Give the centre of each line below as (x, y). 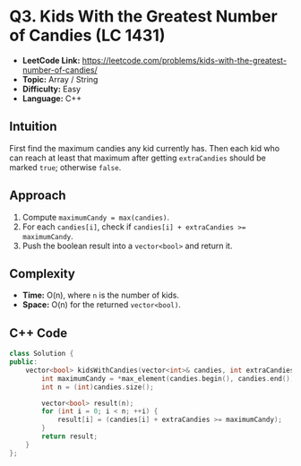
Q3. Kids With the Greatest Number (143, 17)
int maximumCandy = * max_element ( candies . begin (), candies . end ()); (170, 378)
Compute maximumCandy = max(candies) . (96, 217)
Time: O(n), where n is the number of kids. (100, 295)
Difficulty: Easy (52, 89)
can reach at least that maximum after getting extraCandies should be (138, 158)
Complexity (43, 274)
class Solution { (42, 354)
